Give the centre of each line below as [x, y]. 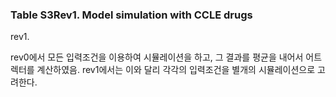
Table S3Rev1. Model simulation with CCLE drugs [131, 15]
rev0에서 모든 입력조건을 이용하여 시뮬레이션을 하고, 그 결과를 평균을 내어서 [157, 57]
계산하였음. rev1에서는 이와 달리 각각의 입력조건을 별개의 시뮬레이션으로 [176, 70]
